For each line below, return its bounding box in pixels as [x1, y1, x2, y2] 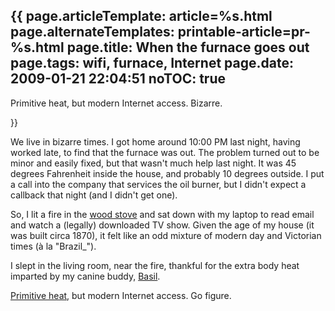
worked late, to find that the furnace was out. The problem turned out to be [10, 146, 320, 158]
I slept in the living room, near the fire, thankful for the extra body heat [10, 259, 300, 271]
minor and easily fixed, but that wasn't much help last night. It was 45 [10, 157, 297, 169]
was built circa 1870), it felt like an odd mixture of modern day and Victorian [10, 229, 322, 241]
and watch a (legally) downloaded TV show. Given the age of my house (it [10, 219, 315, 231]
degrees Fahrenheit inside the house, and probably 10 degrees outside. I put [10, 167, 325, 179]
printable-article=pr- [177, 24, 311, 41]
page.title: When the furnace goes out [66, 39, 310, 56]
